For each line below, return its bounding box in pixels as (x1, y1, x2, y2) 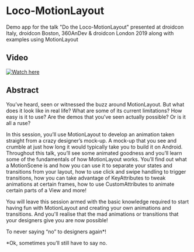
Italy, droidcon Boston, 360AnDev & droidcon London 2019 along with (6, 29, 174, 36)
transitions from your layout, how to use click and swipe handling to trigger (6, 168, 186, 175)
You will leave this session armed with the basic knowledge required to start (6, 198, 189, 205)
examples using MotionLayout (6, 36, 79, 43)
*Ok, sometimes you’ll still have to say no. (6, 239, 108, 246)
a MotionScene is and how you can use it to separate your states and (6, 162, 172, 169)
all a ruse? (6, 119, 31, 126)
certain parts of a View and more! (6, 187, 86, 194)
